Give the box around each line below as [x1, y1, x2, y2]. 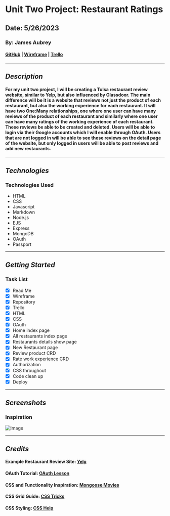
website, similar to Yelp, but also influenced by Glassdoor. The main [5, 92, 151, 98]
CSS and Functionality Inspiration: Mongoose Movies [5, 482, 120, 488]
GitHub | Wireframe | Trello [5, 52, 63, 58]
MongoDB [12, 230, 34, 236]
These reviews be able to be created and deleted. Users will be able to [5, 124, 155, 130]
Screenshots [5, 399, 47, 407]
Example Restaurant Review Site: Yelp [5, 459, 87, 465]
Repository [12, 298, 35, 305]
